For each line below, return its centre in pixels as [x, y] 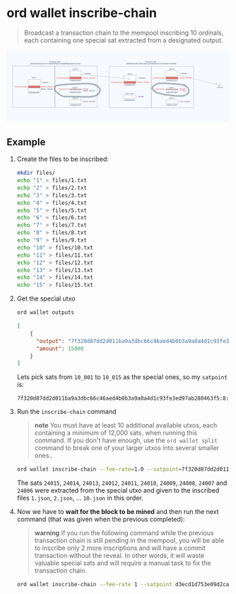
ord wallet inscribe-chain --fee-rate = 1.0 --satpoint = [99, 469]
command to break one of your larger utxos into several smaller [127, 448]
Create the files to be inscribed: [63, 159]
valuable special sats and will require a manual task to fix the [123, 563]
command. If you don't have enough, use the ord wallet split [126, 440]
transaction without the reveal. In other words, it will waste [119, 556]
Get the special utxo [46, 298]
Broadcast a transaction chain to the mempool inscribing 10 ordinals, [124, 33]
